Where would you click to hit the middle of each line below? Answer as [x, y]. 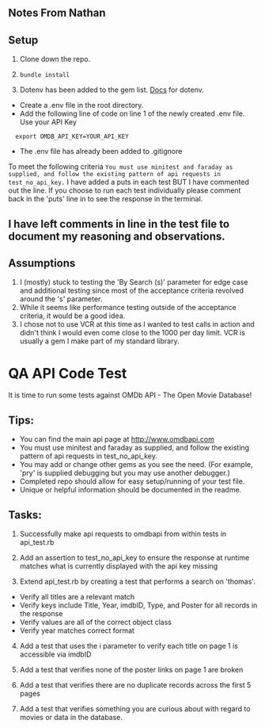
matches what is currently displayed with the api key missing [119, 565]
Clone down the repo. [55, 59]
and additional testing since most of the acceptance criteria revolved [131, 291]
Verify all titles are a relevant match [77, 596]
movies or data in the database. [71, 717]
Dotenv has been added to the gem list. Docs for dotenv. [112, 90]
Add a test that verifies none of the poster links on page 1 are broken [131, 669]
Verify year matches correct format [77, 630]
